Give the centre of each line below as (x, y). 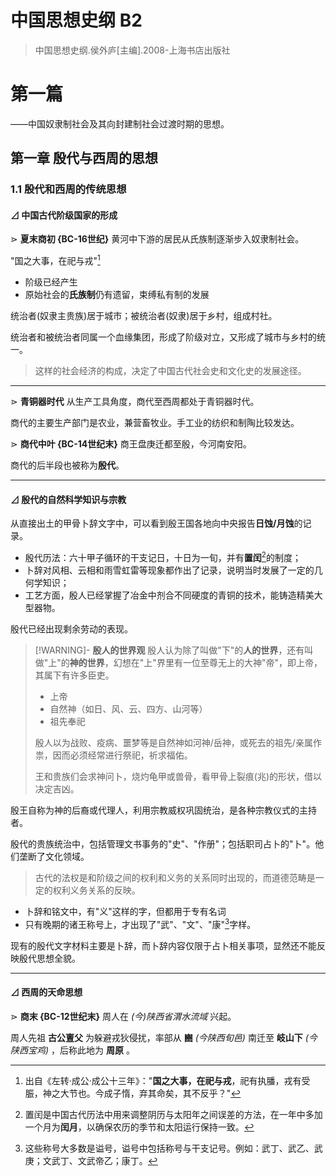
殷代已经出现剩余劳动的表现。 (71, 628)
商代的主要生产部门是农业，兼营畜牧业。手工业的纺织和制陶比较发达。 (155, 423)
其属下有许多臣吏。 (74, 675)
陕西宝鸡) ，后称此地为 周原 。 (72, 1050)
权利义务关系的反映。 (96, 890)
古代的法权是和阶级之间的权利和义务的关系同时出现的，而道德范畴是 (175, 877)
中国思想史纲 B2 (76, 20)
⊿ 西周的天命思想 (46, 992)
